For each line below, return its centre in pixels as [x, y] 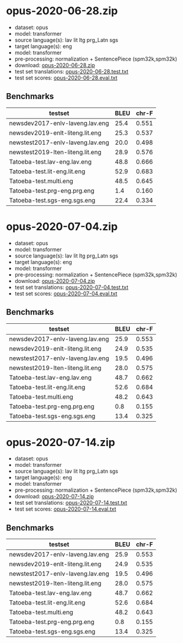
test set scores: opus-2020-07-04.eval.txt [66, 293]
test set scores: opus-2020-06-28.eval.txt [66, 78]
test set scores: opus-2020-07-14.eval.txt [65, 509]
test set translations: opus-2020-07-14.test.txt [71, 503]
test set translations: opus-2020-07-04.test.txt [71, 287]
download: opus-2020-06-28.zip [55, 65]
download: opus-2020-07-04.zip [55, 281]
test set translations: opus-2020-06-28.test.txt [71, 71]
